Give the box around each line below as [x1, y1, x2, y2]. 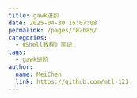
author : [8, 63, 34, 71]
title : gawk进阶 [8, 11, 59, 20]
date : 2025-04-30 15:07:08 [8, 19, 97, 27]
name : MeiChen [15, 70, 62, 78]
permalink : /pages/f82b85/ [8, 26, 97, 34]
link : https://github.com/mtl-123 [15, 77, 129, 85]
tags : [8, 48, 26, 56]
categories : [8, 33, 48, 42]
